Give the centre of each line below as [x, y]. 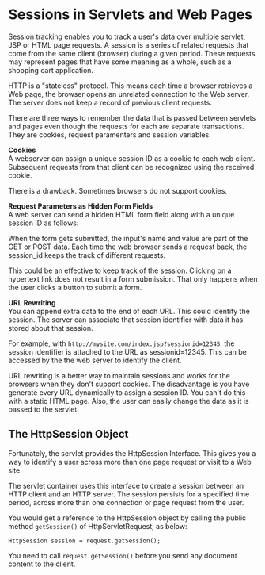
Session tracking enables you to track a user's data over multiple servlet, [127, 36]
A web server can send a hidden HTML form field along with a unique [121, 214]
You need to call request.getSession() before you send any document [123, 555]
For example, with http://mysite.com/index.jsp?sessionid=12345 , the [121, 343]
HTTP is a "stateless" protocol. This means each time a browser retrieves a [131, 86]
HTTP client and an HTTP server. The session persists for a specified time [129, 494]
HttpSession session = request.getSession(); [84, 541]
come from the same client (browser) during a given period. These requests [132, 53]
